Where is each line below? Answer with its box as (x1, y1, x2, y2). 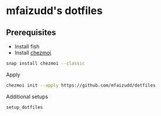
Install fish (14, 43, 40, 50)
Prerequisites (6, 28, 56, 37)
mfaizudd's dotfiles (6, 4, 103, 18)
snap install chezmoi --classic (6, 60, 85, 66)
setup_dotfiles (6, 104, 43, 110)
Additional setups (6, 93, 49, 100)
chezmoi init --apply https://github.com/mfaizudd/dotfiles (6, 82, 156, 88)
